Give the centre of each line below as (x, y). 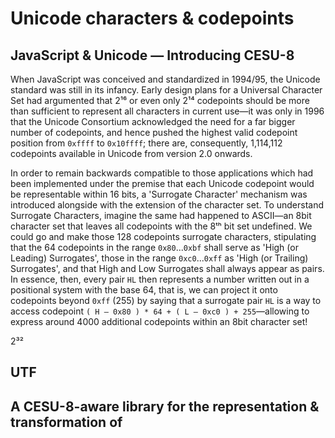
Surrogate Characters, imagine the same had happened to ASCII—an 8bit (161, 215)
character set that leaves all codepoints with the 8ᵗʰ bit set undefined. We (161, 226)
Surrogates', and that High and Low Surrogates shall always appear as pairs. (167, 268)
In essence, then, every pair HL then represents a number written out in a (160, 279)
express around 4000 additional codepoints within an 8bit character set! (159, 321)
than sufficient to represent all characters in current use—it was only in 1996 (167, 111)
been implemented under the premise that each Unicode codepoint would (162, 183)
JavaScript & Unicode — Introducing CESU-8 (152, 55)
